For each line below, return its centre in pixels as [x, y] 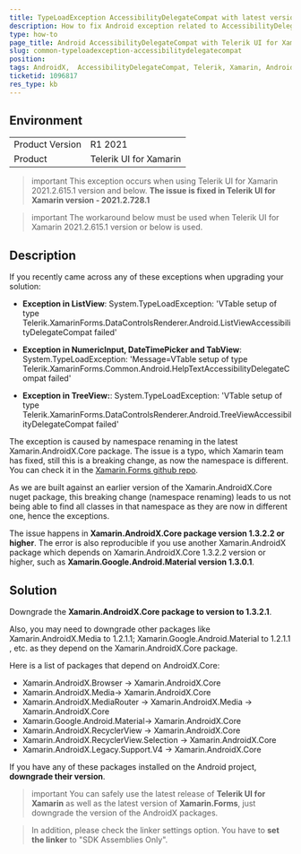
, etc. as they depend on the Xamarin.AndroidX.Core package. [124, 648]
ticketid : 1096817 [43, 76]
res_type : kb [34, 84]
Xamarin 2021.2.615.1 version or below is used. [117, 227]
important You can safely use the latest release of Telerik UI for [148, 794]
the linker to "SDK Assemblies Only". [99, 840]
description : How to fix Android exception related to [114, 26]
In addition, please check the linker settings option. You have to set [155, 831]
